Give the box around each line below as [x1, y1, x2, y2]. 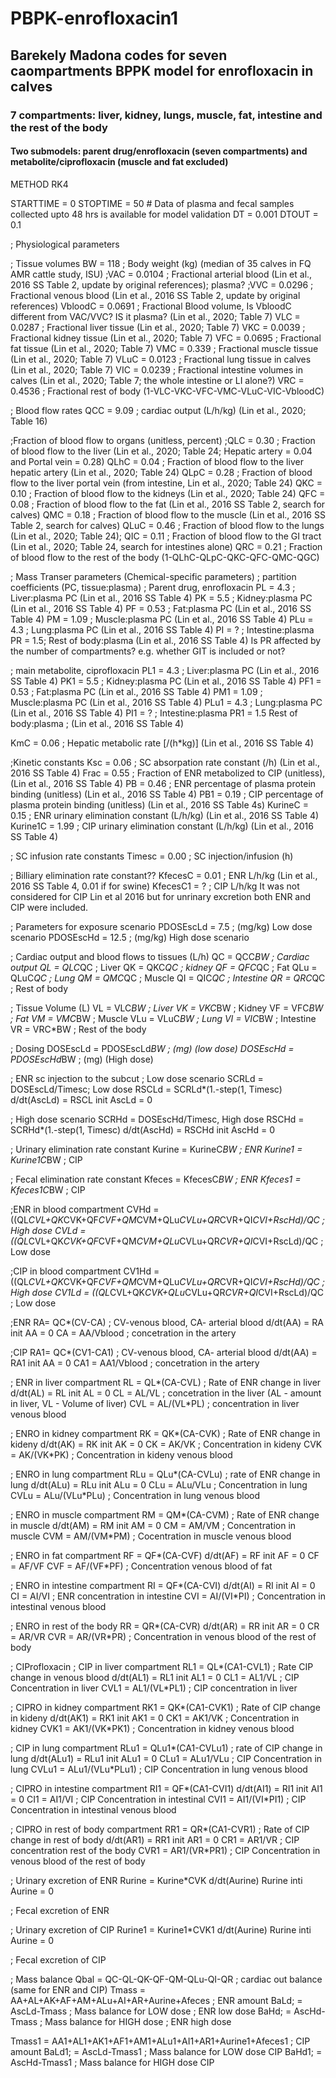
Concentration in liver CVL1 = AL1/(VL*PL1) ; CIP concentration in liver [10, 1682, 298, 1694]
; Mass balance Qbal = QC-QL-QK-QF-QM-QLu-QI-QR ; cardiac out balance [10, 1973, 323, 1985]
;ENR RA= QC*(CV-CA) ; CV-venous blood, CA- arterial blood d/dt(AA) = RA [10, 1316, 324, 1328]
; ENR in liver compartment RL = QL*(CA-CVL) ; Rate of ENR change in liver [10, 1376, 322, 1388]
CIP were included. [10, 901, 89, 913]
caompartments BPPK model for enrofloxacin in [10, 62, 314, 79]
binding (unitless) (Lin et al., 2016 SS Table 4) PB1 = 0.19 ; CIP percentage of [10, 788, 324, 800]
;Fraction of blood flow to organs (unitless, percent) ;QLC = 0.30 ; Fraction [10, 434, 316, 446]
